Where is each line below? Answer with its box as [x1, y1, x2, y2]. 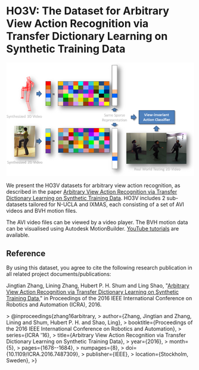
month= [169, 338, 189, 345]
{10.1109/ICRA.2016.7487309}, [6, 350, 80, 358]
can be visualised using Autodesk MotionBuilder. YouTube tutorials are [6, 225, 179, 232]
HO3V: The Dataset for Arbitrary [6, 4, 170, 18]
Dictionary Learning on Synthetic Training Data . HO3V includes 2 [6, 194, 166, 201]
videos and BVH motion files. [6, 207, 77, 214]
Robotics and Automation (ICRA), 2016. [6, 301, 102, 308]
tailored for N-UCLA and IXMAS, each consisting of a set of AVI [29, 201, 185, 208]
